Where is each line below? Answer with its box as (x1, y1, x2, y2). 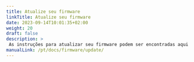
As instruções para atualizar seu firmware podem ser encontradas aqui (8, 42, 189, 48)
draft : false (6, 31, 38, 37)
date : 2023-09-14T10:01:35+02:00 (6, 19, 88, 25)
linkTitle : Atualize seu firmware (6, 14, 91, 20)
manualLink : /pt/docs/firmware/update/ (6, 47, 104, 53)
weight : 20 (6, 25, 33, 31)
